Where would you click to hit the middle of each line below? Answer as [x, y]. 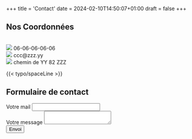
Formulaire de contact [47, 92]
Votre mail [18, 107]
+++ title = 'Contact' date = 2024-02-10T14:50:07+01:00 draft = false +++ [96, 9]
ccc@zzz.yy [28, 55]
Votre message [24, 122]
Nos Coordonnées [40, 27]
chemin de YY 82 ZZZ [40, 62]
